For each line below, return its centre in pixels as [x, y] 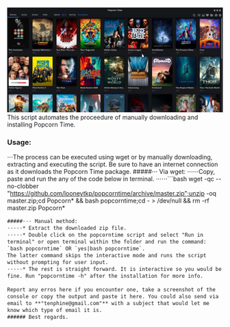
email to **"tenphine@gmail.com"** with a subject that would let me [108, 303]
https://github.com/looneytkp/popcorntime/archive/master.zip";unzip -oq [113, 193]
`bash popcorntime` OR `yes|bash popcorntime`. [76, 248]
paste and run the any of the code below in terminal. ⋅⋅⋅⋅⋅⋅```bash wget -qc [111, 179]
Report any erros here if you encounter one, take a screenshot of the [111, 289]
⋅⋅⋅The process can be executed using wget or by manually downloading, [110, 157]
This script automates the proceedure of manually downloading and [103, 117]
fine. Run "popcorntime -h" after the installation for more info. [105, 276]
